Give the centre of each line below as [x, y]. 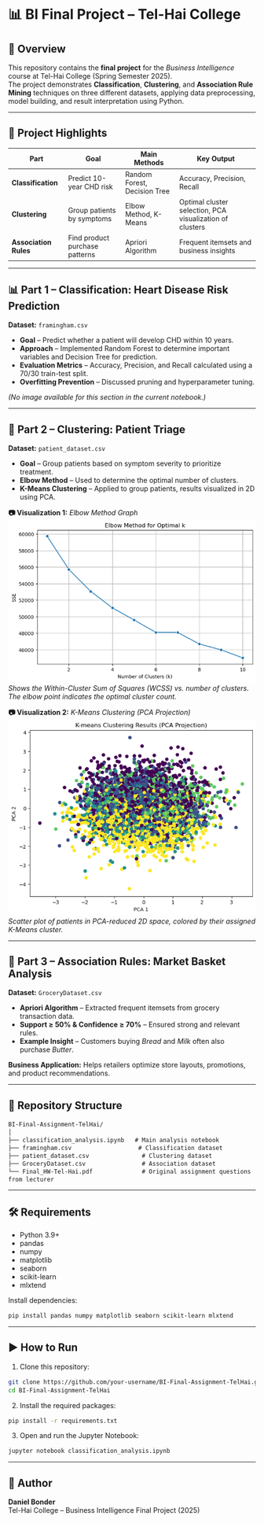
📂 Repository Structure [65, 1105]
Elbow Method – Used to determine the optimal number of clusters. [129, 481]
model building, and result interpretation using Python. [96, 101]
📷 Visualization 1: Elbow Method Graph [73, 513]
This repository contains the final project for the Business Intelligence [121, 68]
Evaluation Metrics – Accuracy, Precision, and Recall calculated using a [136, 365]
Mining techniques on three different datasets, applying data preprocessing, [132, 93]
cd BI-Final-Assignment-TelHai [59, 1390]
